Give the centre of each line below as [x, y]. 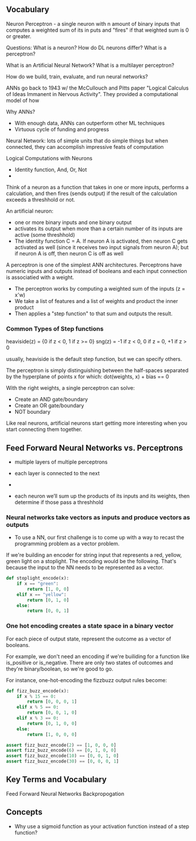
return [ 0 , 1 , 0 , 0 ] [52, 723]
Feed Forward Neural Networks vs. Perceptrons [94, 448]
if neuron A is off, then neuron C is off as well [69, 253]
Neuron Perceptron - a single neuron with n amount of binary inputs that [93, 23]
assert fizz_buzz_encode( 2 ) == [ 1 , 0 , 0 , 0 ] [61, 745]
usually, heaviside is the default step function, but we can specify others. [94, 359]
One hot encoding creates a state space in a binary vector [90, 626]
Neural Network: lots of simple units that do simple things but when [87, 141]
